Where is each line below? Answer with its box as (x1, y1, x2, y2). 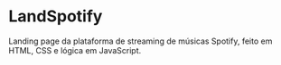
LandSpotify (8, 6, 103, 27)
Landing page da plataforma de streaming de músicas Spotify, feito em (8, 36, 273, 46)
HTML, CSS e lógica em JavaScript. (8, 45, 142, 55)
